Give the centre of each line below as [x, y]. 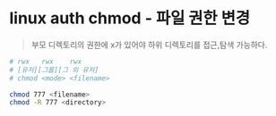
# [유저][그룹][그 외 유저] [54, 70]
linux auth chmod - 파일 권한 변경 [130, 18]
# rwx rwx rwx [46, 62]
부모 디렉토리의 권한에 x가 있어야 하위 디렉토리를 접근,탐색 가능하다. [149, 45]
